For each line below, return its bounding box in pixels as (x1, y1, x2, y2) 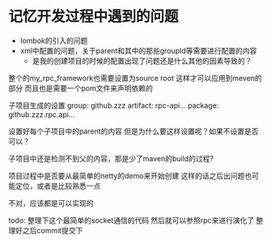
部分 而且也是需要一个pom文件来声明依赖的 (8, 83, 154, 93)
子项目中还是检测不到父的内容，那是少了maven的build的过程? (8, 153, 214, 163)
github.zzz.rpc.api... (8, 109, 75, 119)
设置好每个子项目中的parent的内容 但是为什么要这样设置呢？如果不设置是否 (8, 126, 259, 136)
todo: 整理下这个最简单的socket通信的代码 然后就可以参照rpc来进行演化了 (8, 215, 255, 225)
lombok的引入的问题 (19, 36, 88, 45)
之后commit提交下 (22, 225, 83, 235)
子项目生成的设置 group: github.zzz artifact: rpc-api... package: (8, 100, 219, 110)
